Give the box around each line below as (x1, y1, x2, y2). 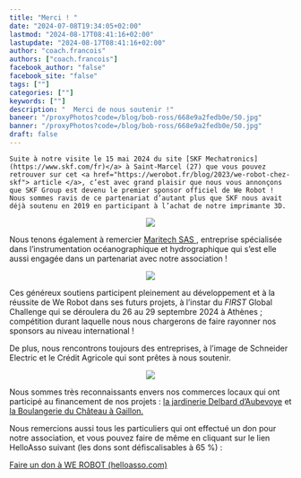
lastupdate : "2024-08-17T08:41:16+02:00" (9, 38, 167, 48)
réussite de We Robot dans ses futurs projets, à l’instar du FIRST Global (9, 297, 273, 308)
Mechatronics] (205, 154, 258, 163)
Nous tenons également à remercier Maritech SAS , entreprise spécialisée (9, 234, 282, 245)
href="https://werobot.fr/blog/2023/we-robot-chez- (93, 169, 291, 179)
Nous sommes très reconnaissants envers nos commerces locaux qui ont (9, 387, 280, 397)
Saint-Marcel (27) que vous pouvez (133, 162, 267, 171)
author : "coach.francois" (9, 47, 106, 56)
